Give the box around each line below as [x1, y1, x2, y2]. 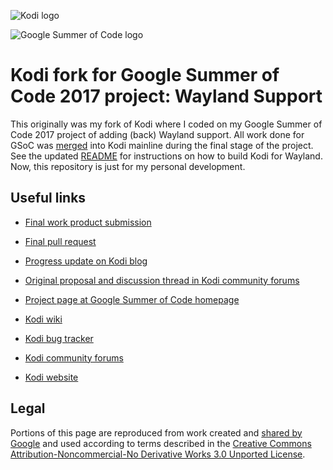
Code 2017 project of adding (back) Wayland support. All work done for [10, 128, 305, 140]
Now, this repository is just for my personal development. [10, 160, 246, 172]
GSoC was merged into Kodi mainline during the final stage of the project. [10, 139, 314, 151]
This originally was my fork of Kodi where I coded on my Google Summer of [10, 118, 323, 130]
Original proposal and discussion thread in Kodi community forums [24, 274, 300, 286]
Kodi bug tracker [24, 332, 94, 344]
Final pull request [24, 235, 97, 247]
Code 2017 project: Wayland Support [10, 85, 323, 108]
